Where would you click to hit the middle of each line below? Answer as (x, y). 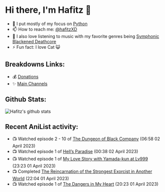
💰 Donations (25, 76)
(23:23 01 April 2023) (34, 166)
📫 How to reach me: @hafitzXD (45, 29)
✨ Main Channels (30, 84)
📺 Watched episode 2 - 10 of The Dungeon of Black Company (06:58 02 (86, 139)
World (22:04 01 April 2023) (41, 179)
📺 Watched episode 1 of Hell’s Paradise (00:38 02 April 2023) (75, 152)
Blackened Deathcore (34, 41)
